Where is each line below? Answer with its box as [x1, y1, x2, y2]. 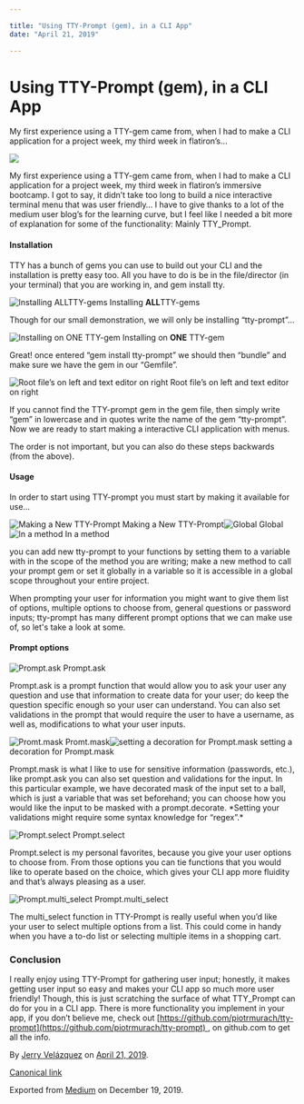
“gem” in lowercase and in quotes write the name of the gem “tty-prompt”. [9, 413, 288, 424]
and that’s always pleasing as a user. [9, 876, 147, 887]
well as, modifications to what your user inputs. [9, 719, 186, 730]
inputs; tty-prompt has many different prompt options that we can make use [9, 612, 293, 622]
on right [9, 386, 39, 397]
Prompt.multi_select [93, 894, 169, 905]
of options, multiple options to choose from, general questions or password [9, 602, 291, 613]
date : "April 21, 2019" [9, 29, 100, 39]
